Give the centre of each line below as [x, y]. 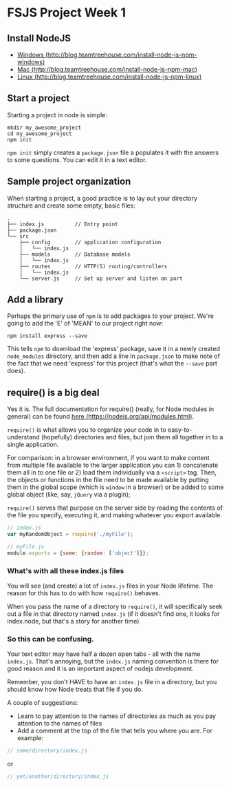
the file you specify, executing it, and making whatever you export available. [114, 515]
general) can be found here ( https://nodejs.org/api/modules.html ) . [101, 417]
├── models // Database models [75, 254]
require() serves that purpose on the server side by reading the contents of [115, 508]
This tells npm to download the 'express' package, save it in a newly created [113, 349]
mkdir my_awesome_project [44, 128]
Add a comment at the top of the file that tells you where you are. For [115, 731]
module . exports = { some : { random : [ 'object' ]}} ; [78, 553]
